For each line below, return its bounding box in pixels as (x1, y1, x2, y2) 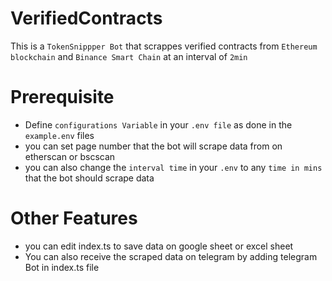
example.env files (24, 129, 95, 141)
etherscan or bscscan (24, 150, 116, 162)
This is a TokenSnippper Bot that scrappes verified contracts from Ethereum (10, 40, 318, 52)
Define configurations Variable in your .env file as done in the (24, 118, 293, 131)
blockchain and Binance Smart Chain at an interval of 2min (10, 50, 248, 62)
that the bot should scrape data (24, 172, 155, 184)
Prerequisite (10, 86, 115, 109)
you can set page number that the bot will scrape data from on (24, 140, 283, 152)
